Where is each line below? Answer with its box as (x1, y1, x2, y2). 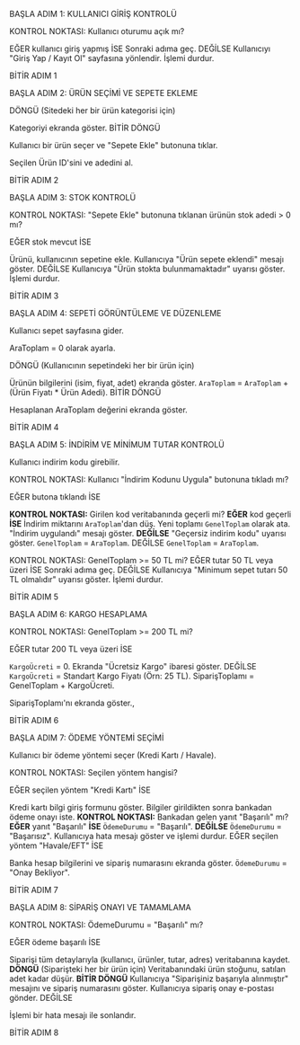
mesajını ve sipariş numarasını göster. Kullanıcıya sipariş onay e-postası (9, 983, 275, 993)
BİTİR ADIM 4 (9, 422, 59, 432)
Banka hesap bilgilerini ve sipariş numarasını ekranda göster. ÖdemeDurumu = (9, 858, 287, 868)
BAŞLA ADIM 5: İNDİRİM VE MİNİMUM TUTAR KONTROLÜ (9, 439, 225, 449)
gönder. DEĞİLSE (9, 993, 74, 1003)
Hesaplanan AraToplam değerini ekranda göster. (9, 404, 189, 415)
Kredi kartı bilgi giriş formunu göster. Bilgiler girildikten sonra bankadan (9, 802, 272, 812)
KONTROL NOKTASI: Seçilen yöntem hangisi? (9, 767, 178, 777)
